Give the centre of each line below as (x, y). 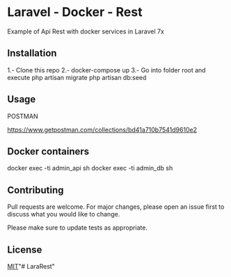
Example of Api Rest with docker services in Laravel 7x (86, 31)
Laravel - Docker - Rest (75, 12)
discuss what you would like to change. (64, 214)
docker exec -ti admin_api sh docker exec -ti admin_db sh (90, 168)
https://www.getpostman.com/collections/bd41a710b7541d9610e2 (102, 129)
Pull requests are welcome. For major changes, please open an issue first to (116, 207)
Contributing (35, 190)
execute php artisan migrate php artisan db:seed (77, 77)
